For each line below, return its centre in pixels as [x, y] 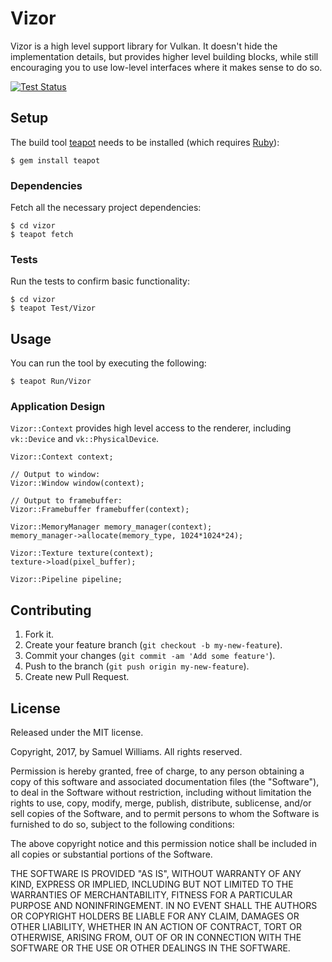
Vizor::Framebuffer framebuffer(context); [100, 510]
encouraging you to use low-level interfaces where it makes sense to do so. [166, 67]
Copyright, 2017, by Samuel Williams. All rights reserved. [126, 752]
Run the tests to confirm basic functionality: [100, 281]
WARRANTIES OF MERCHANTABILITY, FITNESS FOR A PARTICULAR [151, 895]
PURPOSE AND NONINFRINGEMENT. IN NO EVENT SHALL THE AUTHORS [164, 906]
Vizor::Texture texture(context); [82, 553]
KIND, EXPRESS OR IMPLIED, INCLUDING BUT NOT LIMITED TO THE [152, 884]
